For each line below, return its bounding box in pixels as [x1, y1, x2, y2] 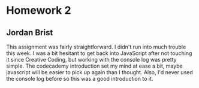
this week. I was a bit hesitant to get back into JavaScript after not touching [6, 50, 192, 57]
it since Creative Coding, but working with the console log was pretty [6, 56, 177, 63]
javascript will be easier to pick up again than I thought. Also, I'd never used [6, 69, 193, 75]
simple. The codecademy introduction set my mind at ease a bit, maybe [6, 62, 183, 69]
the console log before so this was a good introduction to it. [6, 75, 153, 82]
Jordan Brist [6, 28, 53, 38]
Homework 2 [6, 4, 71, 17]
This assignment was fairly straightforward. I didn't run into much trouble [6, 43, 186, 50]
